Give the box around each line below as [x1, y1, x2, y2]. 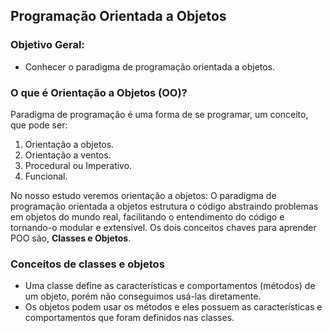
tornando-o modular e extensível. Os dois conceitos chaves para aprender [10, 221, 317, 233]
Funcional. [24, 170, 68, 182]
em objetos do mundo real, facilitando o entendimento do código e [10, 210, 285, 223]
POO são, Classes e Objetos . [10, 232, 132, 244]
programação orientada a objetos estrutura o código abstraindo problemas [10, 200, 319, 212]
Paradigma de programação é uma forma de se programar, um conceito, [10, 108, 309, 120]
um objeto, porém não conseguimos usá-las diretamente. [24, 290, 262, 303]
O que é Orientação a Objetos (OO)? [10, 85, 188, 99]
